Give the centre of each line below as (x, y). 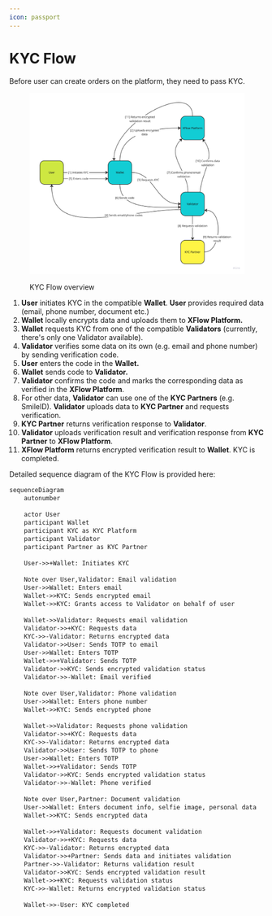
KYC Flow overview (62, 287)
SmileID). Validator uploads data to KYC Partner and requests (125, 406)
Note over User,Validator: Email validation (100, 579)
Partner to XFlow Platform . (67, 441)
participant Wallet (57, 522)
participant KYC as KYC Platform (80, 530)
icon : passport (35, 17)
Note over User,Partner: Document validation (102, 799)
